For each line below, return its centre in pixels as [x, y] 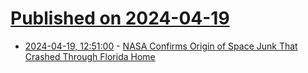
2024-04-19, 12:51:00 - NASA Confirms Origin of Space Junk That [161, 46]
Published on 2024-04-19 [120, 18]
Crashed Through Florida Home [90, 56]
